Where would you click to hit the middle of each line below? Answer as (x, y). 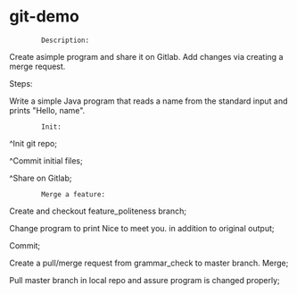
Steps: (21, 83)
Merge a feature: (73, 194)
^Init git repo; (33, 143)
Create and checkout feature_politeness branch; (98, 211)
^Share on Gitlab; (41, 178)
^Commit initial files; (46, 160)
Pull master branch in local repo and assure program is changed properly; (145, 280)
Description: (66, 40)
